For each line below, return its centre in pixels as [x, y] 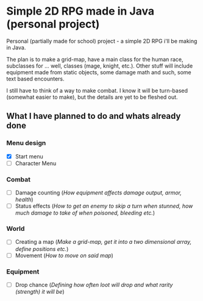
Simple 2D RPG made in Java [80, 11]
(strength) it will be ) [40, 291]
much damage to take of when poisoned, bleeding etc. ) [85, 213]
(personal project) [53, 24]
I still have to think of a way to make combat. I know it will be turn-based [97, 90]
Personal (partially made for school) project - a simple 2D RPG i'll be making [102, 41]
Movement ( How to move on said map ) [64, 255]
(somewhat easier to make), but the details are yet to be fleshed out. [92, 97]
